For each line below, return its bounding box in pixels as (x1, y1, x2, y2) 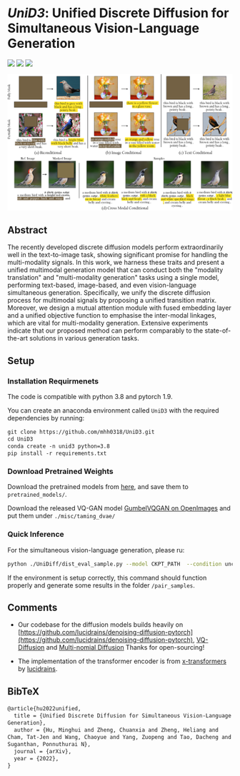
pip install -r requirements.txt (7, 450, 107, 458)
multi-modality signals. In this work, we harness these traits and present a (7, 258, 225, 267)
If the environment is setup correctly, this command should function (7, 573, 207, 582)
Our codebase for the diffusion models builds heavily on (17, 620, 184, 629)
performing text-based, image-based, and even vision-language (7, 281, 196, 290)
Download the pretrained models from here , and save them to (7, 483, 189, 491)
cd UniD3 (7, 435, 34, 443)
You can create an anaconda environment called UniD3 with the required (7, 406, 219, 415)
